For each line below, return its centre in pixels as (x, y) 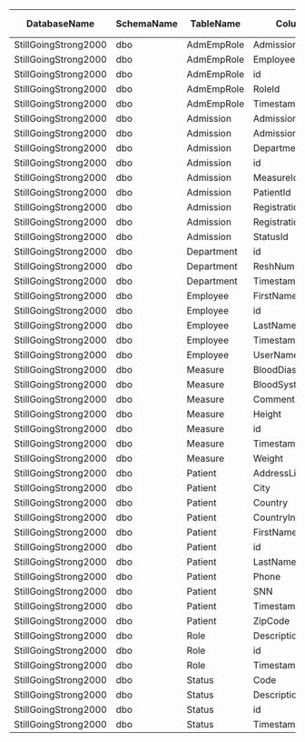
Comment (274, 399)
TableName (216, 24)
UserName (276, 355)
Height (267, 414)
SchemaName (147, 24)
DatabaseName (60, 24)
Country (271, 502)
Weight (268, 458)
